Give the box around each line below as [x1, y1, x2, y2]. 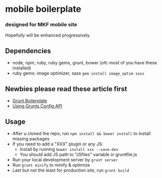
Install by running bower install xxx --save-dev [19, 146, 119, 152]
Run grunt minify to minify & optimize [12, 162, 90, 168]
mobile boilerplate [5, 3, 82, 15]
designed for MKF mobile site [5, 21, 78, 28]
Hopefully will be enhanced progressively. [5, 32, 91, 38]
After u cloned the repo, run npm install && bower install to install [12, 130, 151, 136]
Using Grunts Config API [12, 103, 63, 109]
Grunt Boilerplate [12, 98, 47, 104]
